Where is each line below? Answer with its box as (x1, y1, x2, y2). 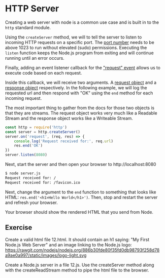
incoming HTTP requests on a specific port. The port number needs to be (5, 39, 154, 45)
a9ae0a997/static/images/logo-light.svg (5, 252, 87, 258)
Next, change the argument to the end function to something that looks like (5, 189, 157, 195)
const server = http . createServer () (5, 129, 80, 134)
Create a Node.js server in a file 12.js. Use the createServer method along (5, 262, 154, 268)
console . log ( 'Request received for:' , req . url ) (14, 139, 113, 144)
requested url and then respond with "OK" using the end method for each (5, 90, 153, 96)
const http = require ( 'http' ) (5, 124, 67, 130)
